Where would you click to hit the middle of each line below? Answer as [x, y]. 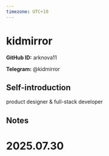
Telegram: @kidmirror [33, 69]
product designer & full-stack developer [54, 102]
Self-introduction [39, 87]
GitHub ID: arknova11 [32, 58]
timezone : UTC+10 [27, 12]
